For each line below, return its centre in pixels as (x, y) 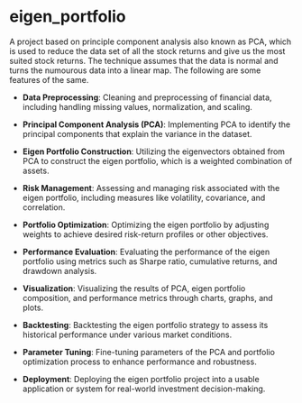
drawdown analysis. (59, 270)
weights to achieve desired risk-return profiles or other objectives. (145, 234)
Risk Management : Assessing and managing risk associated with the (151, 188)
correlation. (44, 207)
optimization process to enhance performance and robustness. (139, 362)
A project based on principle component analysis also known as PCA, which (151, 41)
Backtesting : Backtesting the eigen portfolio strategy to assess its (145, 325)
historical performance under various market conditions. (127, 334)
